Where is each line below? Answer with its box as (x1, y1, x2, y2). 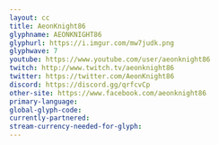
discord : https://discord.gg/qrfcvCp (9, 80, 151, 89)
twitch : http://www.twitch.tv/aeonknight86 (9, 64, 175, 73)
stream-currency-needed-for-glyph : (9, 122, 143, 131)
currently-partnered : (9, 113, 91, 122)
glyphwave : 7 (9, 47, 58, 56)
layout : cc (9, 13, 50, 23)
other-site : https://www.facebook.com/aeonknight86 (9, 88, 206, 97)
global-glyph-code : (9, 105, 83, 114)
